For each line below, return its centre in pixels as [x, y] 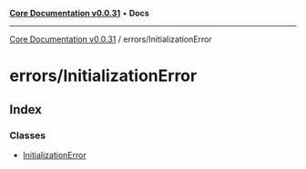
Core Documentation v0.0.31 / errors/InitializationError [111, 39]
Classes [28, 135]
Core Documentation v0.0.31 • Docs [79, 13]
